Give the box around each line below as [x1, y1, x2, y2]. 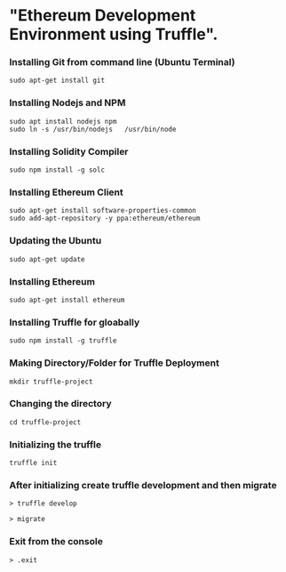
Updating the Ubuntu [9, 235, 102, 247]
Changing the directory [9, 398, 112, 410]
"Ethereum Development [9, 5, 196, 26]
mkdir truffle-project [9, 377, 93, 386]
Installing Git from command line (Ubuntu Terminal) [9, 56, 235, 68]
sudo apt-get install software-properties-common [9, 206, 197, 215]
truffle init [9, 459, 58, 468]
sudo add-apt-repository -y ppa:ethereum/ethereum [9, 214, 201, 223]
